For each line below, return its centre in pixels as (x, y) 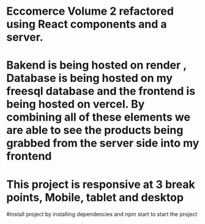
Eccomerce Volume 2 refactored (90, 11)
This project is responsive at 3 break (101, 184)
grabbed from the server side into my (103, 144)
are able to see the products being (95, 130)
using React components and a (87, 24)
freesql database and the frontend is (101, 91)
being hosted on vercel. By (76, 104)
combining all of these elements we (99, 117)
